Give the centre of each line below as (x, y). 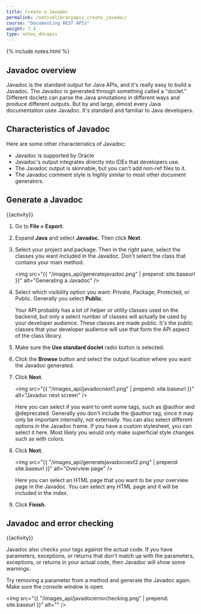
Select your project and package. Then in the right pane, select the (98, 249)
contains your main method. (49, 262)
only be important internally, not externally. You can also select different (104, 420)
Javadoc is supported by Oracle (55, 155)
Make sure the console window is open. (55, 587)
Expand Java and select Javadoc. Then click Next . (78, 238)
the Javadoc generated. (44, 365)
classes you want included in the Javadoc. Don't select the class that (100, 256)
